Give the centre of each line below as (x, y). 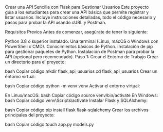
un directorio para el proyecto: (36, 62)
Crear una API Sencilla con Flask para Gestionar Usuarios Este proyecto (77, 7)
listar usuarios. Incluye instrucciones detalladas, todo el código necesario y (81, 17)
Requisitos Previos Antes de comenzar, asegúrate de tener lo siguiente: (77, 32)
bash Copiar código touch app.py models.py (49, 124)
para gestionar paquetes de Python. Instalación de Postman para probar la (80, 51)
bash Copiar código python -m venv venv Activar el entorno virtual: (72, 86)
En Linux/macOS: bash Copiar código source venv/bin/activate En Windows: (81, 95)
